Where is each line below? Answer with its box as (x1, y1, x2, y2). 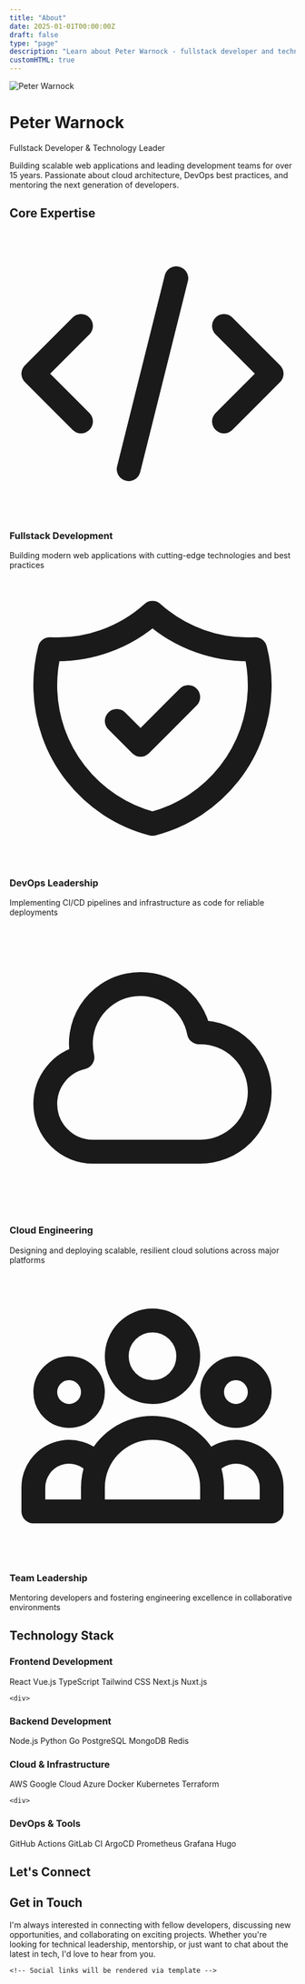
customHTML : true (9, 55, 75, 65)
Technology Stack (9, 1628, 114, 1644)
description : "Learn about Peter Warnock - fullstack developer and (9, 47, 274, 56)
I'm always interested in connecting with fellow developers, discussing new (9, 1919, 291, 1930)
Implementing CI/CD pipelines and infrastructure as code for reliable (9, 897, 265, 908)
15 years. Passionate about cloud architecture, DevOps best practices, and (9, 169, 289, 180)
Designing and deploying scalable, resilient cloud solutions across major (9, 1245, 280, 1256)
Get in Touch (9, 1895, 84, 1910)
